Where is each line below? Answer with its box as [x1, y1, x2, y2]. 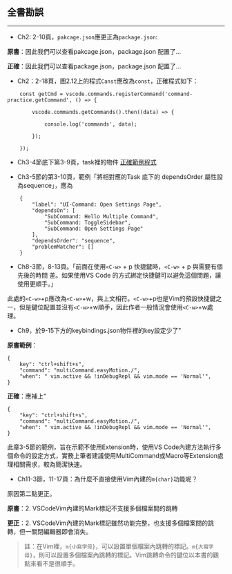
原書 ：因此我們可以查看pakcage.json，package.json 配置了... [7, 47, 182, 55]
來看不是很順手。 [30, 559, 79, 568]
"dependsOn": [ [32, 207, 76, 214]
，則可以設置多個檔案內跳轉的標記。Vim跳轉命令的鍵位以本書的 [32, 551, 213, 559]
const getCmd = [19, 90, 64, 97]
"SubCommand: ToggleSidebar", [43, 219, 131, 226]
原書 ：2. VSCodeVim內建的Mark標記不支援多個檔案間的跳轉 [7, 504, 178, 513]
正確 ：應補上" [7, 392, 47, 400]
